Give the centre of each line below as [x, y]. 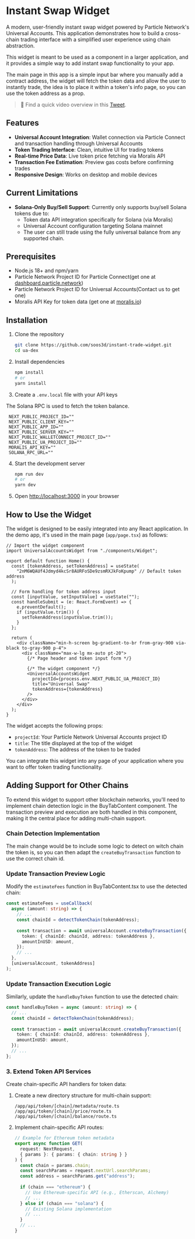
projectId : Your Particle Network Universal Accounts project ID [91, 737]
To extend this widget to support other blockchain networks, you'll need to [96, 799]
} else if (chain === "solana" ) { [62, 1203]
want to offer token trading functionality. [55, 767]
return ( [22, 638]
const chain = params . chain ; [55, 1165]
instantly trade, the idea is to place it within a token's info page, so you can [96, 87]
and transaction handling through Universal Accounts [79, 143]
